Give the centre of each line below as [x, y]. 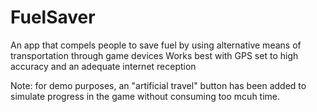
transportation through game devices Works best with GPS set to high [154, 55]
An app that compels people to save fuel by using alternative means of [156, 45]
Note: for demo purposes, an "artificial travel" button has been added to [158, 85]
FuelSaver [53, 17]
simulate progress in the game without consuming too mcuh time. [145, 96]
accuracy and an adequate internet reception [103, 66]
